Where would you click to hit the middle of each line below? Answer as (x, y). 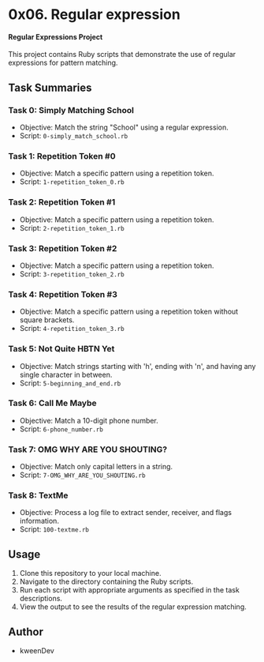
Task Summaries (50, 87)
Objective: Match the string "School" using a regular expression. (124, 127)
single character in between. (66, 374)
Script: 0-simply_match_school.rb (74, 136)
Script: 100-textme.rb (54, 529)
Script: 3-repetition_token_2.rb (72, 273)
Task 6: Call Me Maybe (52, 403)
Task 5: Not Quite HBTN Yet (61, 349)
